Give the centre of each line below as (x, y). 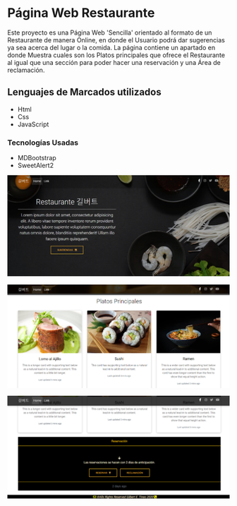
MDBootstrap (37, 158)
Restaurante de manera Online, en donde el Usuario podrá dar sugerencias (116, 40)
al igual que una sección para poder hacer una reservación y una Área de (114, 62)
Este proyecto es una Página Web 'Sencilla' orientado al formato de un (110, 32)
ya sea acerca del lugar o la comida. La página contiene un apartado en (111, 47)
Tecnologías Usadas (43, 143)
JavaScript (33, 124)
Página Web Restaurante (81, 13)
